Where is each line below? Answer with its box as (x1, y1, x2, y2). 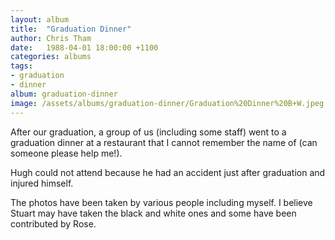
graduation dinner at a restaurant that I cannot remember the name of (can (10, 136, 318, 148)
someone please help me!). (10, 147, 123, 159)
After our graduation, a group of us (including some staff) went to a (10, 126, 287, 138)
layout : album (10, 14, 70, 25)
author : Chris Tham (10, 33, 92, 43)
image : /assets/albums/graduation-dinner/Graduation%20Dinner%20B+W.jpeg (10, 98, 325, 108)
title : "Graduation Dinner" (10, 24, 132, 34)
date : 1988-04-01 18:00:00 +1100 (10, 42, 159, 53)
